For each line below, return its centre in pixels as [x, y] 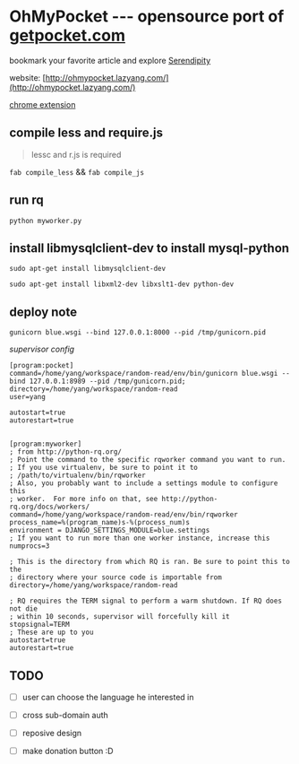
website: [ [28, 77]
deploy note [43, 312]
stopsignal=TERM [39, 625]
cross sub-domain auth [65, 716]
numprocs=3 [30, 546]
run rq [26, 200]
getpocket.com [68, 35]
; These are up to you [51, 633]
